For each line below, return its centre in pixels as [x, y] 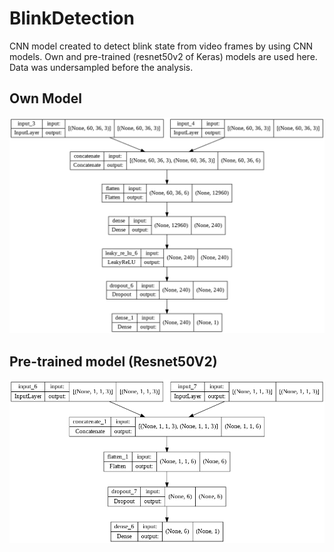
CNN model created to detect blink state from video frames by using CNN [161, 46]
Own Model [45, 98]
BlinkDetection [72, 18]
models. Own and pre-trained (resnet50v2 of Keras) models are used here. [163, 56]
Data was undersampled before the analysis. [101, 67]
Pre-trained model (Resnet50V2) [113, 361]
